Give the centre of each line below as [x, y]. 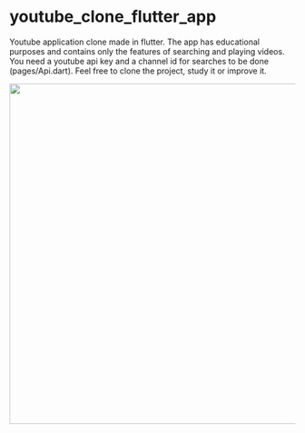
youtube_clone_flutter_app [113, 17]
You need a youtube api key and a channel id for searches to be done [139, 61]
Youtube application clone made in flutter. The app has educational [135, 42]
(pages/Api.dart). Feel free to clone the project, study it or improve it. [138, 71]
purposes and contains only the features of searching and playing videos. [147, 51]
